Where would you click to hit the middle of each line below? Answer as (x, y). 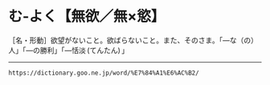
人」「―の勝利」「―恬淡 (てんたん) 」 (69, 50)
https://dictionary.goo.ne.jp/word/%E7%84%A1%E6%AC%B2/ (104, 73)
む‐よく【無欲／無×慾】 (87, 16)
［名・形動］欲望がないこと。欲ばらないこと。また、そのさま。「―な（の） (133, 40)
